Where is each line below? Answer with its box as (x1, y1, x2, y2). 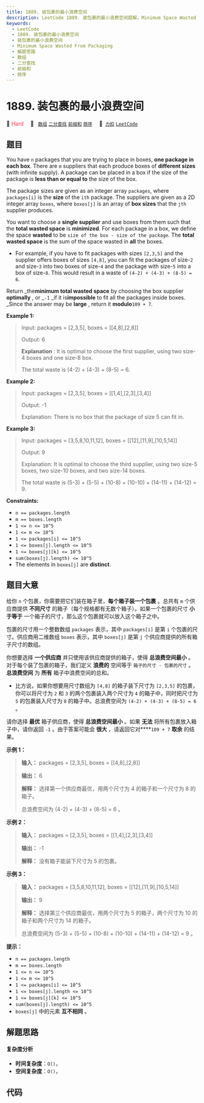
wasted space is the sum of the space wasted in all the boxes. (6, 238, 164, 245)
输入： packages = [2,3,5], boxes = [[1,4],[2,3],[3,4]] (21, 831, 153, 839)
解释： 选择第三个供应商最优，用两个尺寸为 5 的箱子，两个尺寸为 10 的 (21, 909, 198, 916)
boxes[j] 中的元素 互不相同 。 (15, 1007, 90, 1015)
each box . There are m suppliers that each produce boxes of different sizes (6, 162, 196, 170)
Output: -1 (21, 401, 47, 409)
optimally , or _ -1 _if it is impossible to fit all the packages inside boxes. (6, 294, 186, 301)
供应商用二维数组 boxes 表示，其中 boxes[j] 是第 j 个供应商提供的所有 (16, 633, 192, 641)
